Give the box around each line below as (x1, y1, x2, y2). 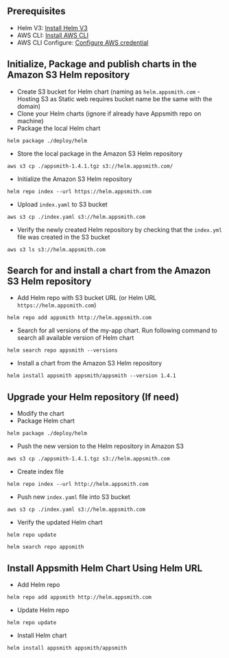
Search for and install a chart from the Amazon (7, 265, 211, 277)
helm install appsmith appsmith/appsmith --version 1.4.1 (7, 372, 176, 379)
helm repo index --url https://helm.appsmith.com (7, 188, 152, 195)
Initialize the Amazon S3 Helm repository (16, 175, 132, 183)
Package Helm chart (16, 416, 75, 425)
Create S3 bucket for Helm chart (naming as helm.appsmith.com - (16, 87, 200, 96)
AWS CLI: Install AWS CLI (16, 31, 89, 39)
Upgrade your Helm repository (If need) (7, 391, 180, 403)
